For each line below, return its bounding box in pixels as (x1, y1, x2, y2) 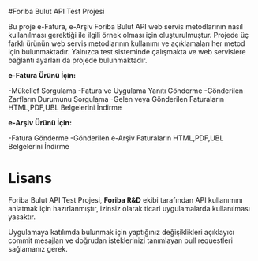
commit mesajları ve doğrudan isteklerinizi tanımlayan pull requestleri (8, 236, 233, 245)
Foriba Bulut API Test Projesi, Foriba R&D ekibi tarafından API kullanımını (8, 195, 243, 204)
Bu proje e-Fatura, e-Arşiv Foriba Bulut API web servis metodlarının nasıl (8, 22, 243, 31)
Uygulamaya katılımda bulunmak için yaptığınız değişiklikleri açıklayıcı (8, 227, 235, 237)
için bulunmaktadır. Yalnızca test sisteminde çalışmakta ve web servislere (8, 47, 246, 56)
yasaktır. (8, 212, 36, 222)
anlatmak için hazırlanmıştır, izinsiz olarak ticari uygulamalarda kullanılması (8, 203, 251, 213)
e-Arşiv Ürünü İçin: (8, 118, 73, 127)
